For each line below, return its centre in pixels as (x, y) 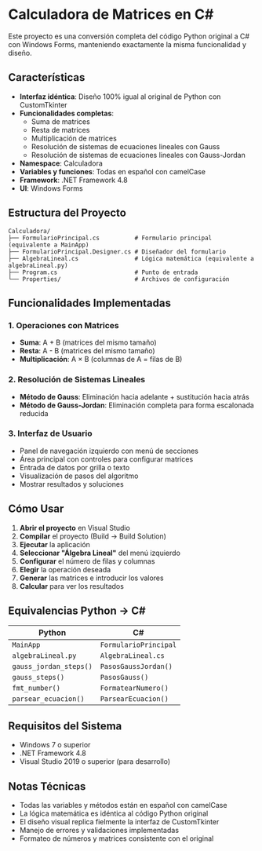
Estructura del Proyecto (67, 213)
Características (47, 77)
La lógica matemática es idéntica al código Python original (114, 813)
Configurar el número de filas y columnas (87, 561)
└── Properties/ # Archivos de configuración (119, 279)
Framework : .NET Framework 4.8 (73, 180)
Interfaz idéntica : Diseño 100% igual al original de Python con (120, 97)
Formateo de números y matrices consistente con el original (116, 838)
